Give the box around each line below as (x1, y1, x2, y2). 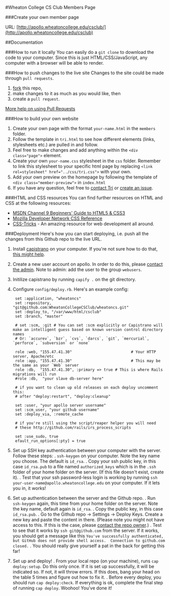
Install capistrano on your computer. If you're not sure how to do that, (12, 246, 158, 252)
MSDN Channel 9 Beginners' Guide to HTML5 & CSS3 (12, 210, 125, 216)
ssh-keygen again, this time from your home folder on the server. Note (12, 500, 158, 506)
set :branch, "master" (15, 314, 63, 319)
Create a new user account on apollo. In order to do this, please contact (12, 261, 163, 267)
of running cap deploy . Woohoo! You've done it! (12, 585, 113, 591)
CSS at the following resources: (5, 200, 72, 206)
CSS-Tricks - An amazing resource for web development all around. (12, 221, 155, 227)
